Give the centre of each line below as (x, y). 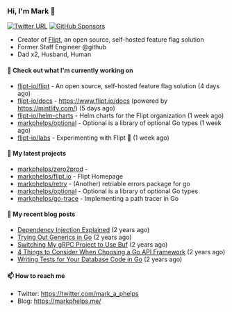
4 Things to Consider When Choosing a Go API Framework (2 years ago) (121, 252)
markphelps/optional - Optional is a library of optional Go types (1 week (119, 123)
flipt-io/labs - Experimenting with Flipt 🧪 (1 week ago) (93, 138)
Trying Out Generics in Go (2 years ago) (74, 237)
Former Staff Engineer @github (61, 47)
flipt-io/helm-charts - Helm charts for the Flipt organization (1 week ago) (121, 115)
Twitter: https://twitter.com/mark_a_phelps (78, 294)
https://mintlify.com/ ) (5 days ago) (66, 108)
